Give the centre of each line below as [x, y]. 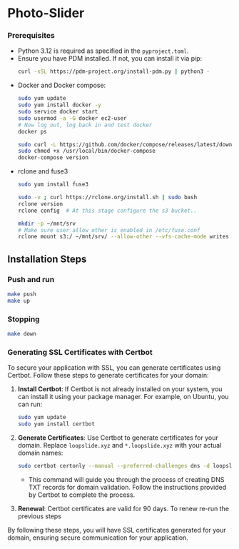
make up [19, 301]
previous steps [40, 516]
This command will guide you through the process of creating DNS [126, 479]
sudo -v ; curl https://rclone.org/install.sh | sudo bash [107, 198]
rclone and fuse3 [43, 171]
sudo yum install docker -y [59, 105]
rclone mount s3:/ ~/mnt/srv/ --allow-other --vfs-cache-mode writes [123, 237]
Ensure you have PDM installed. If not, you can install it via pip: [110, 59]
